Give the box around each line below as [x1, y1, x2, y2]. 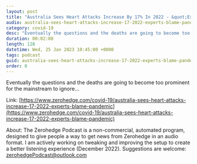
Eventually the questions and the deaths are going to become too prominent [6, 79, 190, 86]
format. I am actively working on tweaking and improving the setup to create [6, 139, 191, 146]
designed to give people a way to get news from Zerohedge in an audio [6, 133, 179, 140]
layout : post [6, 8, 38, 15]
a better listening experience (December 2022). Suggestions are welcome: [6, 145, 186, 152]
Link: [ [6, 97, 22, 104]
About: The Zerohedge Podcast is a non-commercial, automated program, [6, 127, 185, 134]
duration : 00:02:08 [6, 36, 54, 42]
